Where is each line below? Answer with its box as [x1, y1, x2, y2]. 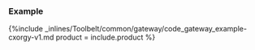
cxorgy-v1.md [8, 32, 54, 42]
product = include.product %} [55, 32, 156, 42]
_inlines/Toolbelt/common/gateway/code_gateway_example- [44, 24, 248, 34]
